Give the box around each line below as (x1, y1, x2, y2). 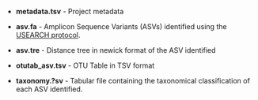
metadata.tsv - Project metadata (15, 7, 124, 16)
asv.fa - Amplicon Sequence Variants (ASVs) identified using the (15, 22, 227, 31)
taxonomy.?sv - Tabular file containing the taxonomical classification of (15, 76, 251, 85)
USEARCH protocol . (15, 31, 81, 39)
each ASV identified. (15, 84, 83, 94)
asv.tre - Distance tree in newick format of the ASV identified (15, 46, 216, 54)
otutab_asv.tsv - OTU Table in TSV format (15, 61, 155, 70)
